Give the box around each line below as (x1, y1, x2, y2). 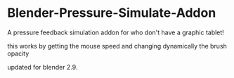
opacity (7, 49, 30, 58)
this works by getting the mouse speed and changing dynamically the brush (7, 41, 227, 50)
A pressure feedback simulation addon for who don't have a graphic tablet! (7, 28, 225, 37)
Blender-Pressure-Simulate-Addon (7, 5, 216, 21)
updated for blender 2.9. (7, 63, 78, 71)
